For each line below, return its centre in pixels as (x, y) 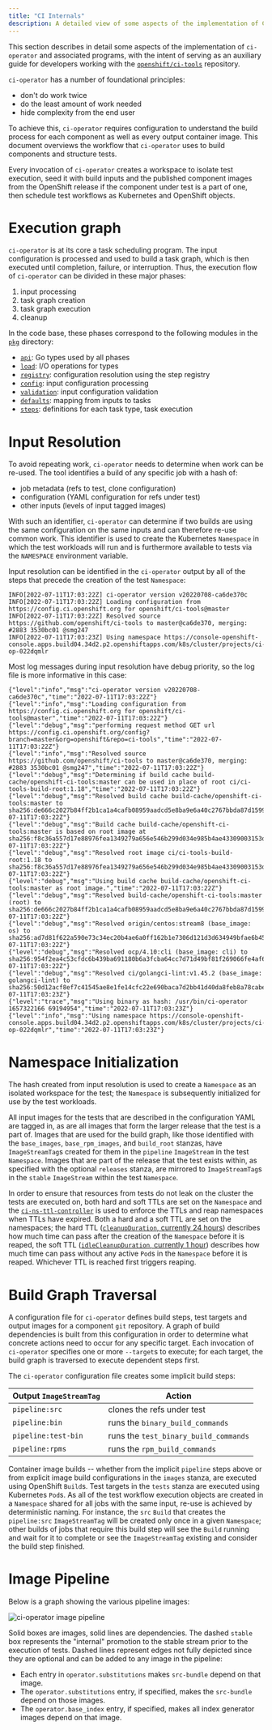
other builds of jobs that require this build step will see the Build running (129, 1529)
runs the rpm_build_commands (162, 1449)
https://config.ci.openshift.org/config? (79, 733)
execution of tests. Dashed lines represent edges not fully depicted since (130, 1650)
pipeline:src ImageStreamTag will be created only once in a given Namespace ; (135, 1521)
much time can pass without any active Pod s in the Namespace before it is (128, 1254)
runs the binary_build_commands (168, 1423)
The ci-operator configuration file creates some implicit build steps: (122, 1376)
